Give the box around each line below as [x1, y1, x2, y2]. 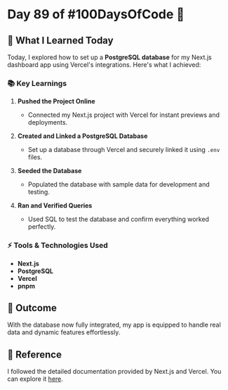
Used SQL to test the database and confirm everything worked [27, 215, 209, 224]
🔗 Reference [7, 348, 62, 360]
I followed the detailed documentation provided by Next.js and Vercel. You [7, 367, 222, 376]
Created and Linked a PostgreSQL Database [17, 132, 148, 140]
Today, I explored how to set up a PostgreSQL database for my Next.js [7, 53, 212, 61]
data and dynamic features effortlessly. [7, 328, 121, 336]
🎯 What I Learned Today [7, 34, 114, 46]
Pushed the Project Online [17, 97, 96, 106]
